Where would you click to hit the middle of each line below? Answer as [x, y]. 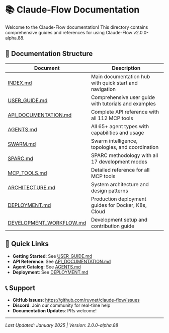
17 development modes [119, 161]
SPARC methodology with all [124, 155]
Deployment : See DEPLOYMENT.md [50, 272]
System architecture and [120, 184]
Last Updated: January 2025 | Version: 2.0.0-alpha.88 [62, 325]
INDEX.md [20, 83]
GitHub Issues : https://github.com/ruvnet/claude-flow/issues [76, 300]
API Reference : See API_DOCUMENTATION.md [62, 261]
